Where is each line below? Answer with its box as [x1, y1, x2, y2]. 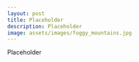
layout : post [7, 10, 45, 17]
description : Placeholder [7, 23, 82, 30]
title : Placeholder [7, 17, 64, 23]
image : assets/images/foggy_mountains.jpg [7, 29, 132, 37]
